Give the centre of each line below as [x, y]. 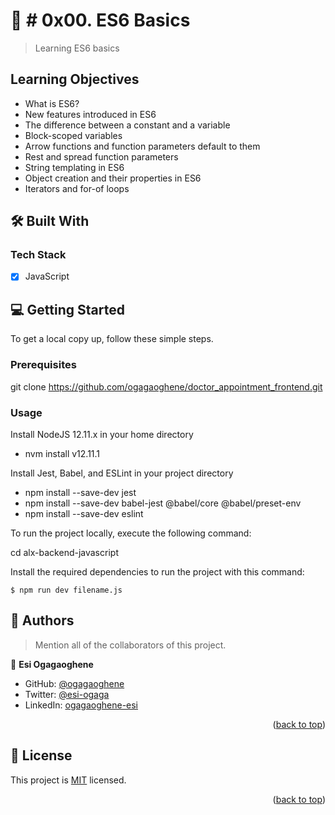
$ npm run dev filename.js [66, 590]
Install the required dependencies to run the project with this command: [157, 571]
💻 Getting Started [67, 309]
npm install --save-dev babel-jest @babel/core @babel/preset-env [163, 503]
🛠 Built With [50, 221]
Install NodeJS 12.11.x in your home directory [102, 434]
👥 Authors [42, 620]
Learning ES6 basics [77, 48]
